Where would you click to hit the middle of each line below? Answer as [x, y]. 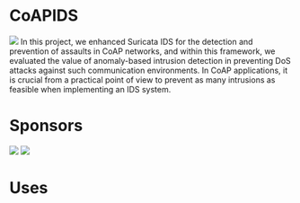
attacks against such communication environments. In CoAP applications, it [149, 70]
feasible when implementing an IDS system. [90, 89]
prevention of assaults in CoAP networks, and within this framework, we [142, 51]
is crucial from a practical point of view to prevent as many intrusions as [142, 79]
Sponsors [46, 126]
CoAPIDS [44, 16]
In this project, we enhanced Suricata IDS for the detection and [137, 41]
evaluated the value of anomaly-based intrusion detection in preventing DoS [150, 60]
